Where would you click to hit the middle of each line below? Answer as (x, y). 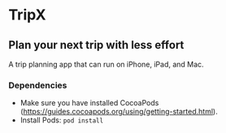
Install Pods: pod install (62, 120)
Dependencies (38, 85)
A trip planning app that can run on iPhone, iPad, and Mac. (106, 64)
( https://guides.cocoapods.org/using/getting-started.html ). (119, 112)
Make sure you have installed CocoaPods (89, 103)
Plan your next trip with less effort (96, 45)
